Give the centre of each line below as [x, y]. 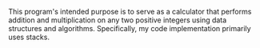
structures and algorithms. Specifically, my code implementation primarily [130, 28]
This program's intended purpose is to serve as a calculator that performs [130, 12]
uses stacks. [29, 37]
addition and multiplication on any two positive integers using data [118, 20]
